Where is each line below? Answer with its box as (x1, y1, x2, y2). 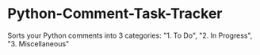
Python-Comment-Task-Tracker (7, 5, 223, 23)
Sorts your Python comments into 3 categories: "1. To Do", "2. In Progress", (7, 31, 253, 40)
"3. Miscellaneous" (7, 38, 70, 48)
